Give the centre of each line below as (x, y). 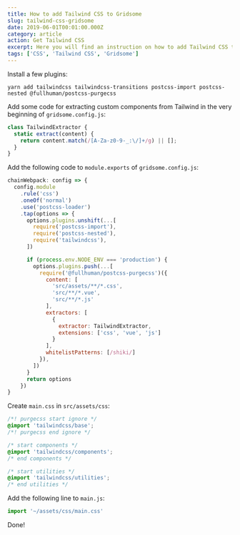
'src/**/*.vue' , (76, 293)
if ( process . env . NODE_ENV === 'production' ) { (97, 260)
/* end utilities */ (38, 485)
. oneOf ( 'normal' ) (46, 200)
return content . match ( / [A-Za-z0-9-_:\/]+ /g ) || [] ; (99, 141)
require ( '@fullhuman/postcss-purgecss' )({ (103, 273)
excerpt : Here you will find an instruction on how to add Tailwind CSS (118, 47)
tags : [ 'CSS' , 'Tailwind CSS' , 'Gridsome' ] (73, 54)
